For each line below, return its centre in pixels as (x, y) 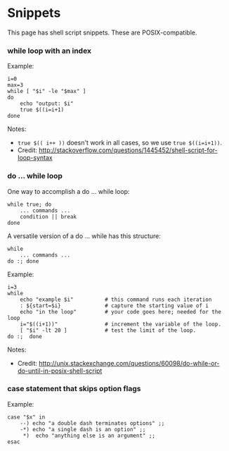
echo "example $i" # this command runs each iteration (116, 299)
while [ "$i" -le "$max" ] (47, 92)
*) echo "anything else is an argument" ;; (89, 435)
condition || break (48, 216)
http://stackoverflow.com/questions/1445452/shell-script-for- (128, 150)
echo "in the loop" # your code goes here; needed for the (120, 311)
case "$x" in (26, 417)
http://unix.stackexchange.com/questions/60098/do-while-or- (129, 363)
